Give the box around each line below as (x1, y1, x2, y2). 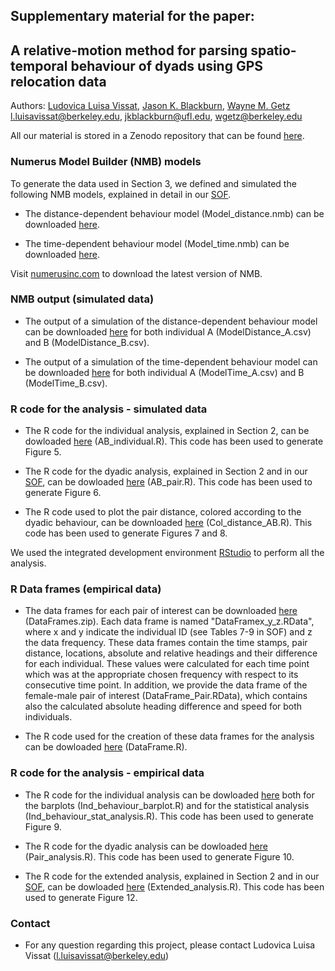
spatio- (250, 42, 297, 59)
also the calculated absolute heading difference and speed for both (24, 700, 303, 713)
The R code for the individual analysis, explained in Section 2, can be (24, 425, 310, 437)
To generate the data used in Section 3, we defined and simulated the (10, 177, 297, 189)
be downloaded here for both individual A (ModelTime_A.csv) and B (24, 366, 305, 378)
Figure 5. (24, 446, 62, 458)
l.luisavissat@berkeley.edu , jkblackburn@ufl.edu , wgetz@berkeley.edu (10, 110, 303, 123)
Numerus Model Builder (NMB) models (10, 155, 202, 169)
